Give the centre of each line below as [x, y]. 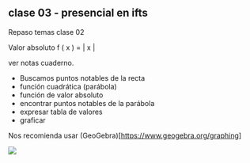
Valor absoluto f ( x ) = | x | [52, 47]
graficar [32, 120]
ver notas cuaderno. [41, 63]
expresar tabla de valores [61, 112]
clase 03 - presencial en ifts [78, 13]
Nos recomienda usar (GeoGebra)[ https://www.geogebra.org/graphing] [125, 135]
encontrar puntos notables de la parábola [87, 103]
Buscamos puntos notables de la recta [82, 78]
